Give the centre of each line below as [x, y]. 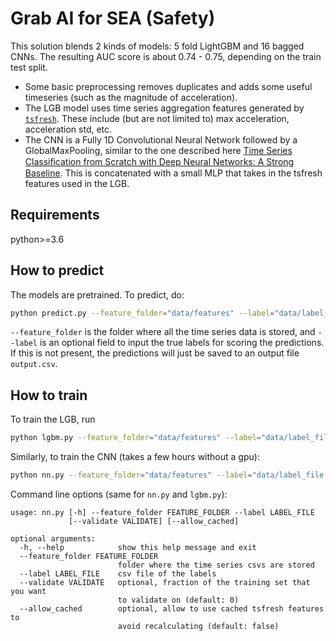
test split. [29, 67]
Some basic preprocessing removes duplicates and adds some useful [168, 86]
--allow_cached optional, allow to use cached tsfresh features [172, 609]
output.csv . [34, 364]
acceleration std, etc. [68, 129]
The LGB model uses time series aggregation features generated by [164, 108]
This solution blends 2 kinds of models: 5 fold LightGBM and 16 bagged [157, 46]
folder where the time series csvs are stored [216, 565]
